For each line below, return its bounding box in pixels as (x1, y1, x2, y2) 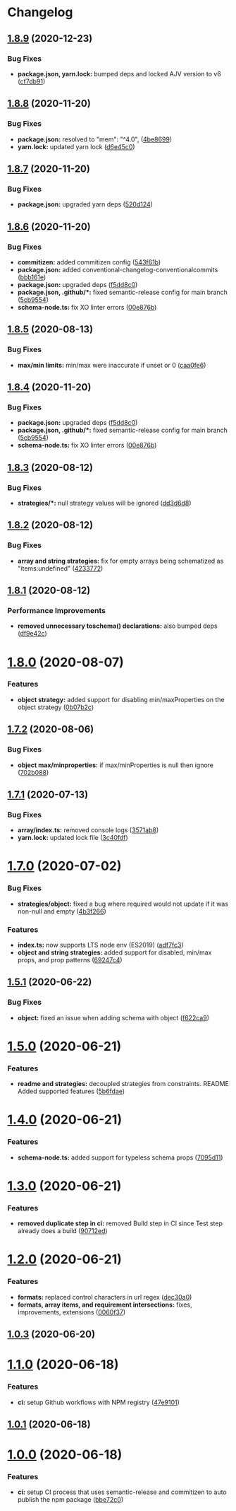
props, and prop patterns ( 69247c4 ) (17, 956, 123, 964)
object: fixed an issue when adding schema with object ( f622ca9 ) (17, 1013, 210, 1022)
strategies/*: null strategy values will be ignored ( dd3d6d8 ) (17, 499, 192, 507)
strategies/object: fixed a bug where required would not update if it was (17, 899, 229, 908)
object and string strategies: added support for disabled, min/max (17, 948, 212, 957)
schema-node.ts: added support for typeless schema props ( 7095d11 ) (17, 1153, 223, 1162)
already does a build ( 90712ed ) (17, 1227, 108, 1235)
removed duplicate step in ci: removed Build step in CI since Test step (17, 1219, 223, 1227)
